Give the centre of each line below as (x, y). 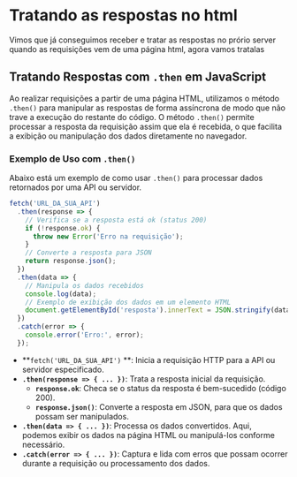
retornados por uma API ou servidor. (76, 187)
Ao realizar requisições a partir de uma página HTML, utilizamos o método (145, 98)
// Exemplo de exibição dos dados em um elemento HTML (128, 302)
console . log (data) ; (61, 294)
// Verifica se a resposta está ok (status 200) (116, 220)
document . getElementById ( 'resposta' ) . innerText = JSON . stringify (148, 310)
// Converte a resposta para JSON (88, 253)
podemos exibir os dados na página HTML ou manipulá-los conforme (148, 435)
